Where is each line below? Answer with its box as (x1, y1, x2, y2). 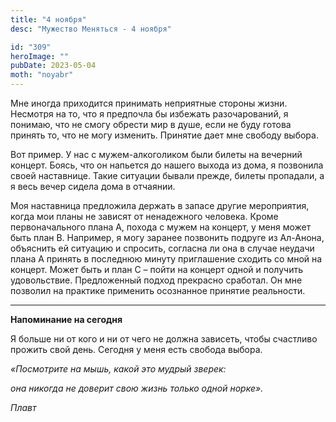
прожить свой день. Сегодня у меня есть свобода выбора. (10, 344, 263, 355)
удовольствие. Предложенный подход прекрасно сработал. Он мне (10, 274, 303, 286)
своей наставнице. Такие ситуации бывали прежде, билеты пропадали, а (10, 170, 325, 181)
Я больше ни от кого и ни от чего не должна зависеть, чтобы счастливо (10, 333, 318, 345)
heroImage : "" (10, 51, 70, 61)
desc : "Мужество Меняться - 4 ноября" (10, 24, 172, 34)
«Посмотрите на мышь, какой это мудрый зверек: (10, 363, 227, 375)
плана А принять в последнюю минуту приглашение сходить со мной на (10, 253, 323, 265)
